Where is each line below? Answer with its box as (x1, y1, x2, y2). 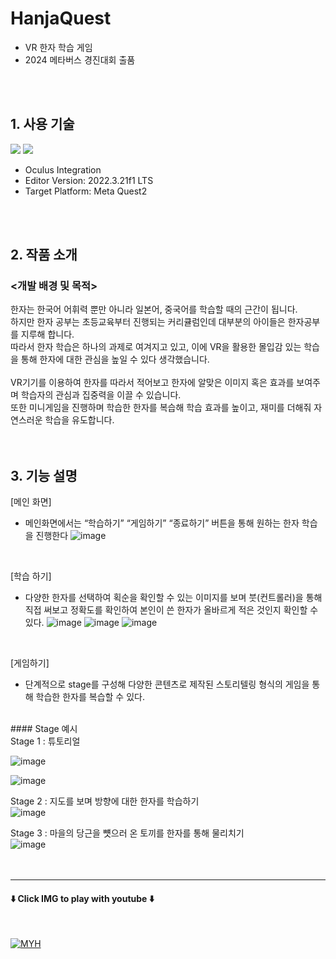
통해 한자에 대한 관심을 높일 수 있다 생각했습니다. (20, 353, 210, 366)
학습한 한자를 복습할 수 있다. (35, 691, 145, 703)
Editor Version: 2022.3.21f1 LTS (24, 174, 154, 186)
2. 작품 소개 (10, 247, 78, 264)
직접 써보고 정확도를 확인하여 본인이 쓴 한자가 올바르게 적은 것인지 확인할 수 (24, 604, 319, 616)
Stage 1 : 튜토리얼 (10, 735, 81, 747)
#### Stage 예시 (10, 723, 78, 735)
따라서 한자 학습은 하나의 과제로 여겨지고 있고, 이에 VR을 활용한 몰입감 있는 (10, 341, 302, 353)
